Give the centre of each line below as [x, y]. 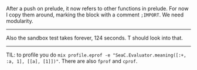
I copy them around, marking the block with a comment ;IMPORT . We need [95, 15]
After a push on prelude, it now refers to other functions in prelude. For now [97, 9]
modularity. [20, 21]
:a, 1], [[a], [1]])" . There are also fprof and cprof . [72, 61]
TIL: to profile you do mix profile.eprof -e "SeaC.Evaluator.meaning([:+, [96, 55]
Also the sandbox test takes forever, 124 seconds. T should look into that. [95, 38]
